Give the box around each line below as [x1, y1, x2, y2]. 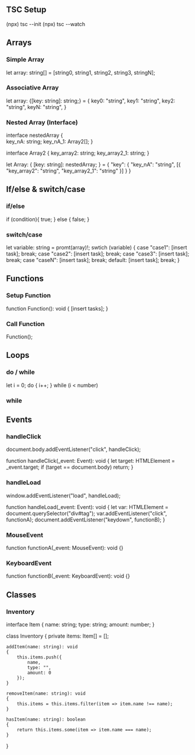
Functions [6, 274, 44, 284]
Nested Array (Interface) [6, 118, 79, 126]
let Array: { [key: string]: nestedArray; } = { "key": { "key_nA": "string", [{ [6, 161, 181, 168]
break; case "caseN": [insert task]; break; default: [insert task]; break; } [6, 257, 180, 264]
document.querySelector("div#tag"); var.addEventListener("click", [6, 510, 167, 517]
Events [6, 415, 32, 425]
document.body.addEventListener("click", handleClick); [6, 446, 141, 453]
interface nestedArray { [6, 132, 63, 139]
